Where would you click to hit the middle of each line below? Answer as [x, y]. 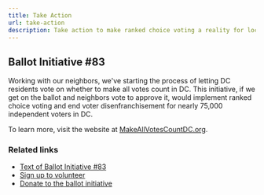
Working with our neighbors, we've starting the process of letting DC [119, 81]
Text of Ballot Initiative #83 [63, 167]
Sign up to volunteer [52, 175]
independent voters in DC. [51, 114]
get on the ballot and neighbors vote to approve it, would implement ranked [130, 97]
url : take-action [37, 23]
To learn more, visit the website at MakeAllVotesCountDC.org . [108, 130]
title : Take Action [40, 15]
